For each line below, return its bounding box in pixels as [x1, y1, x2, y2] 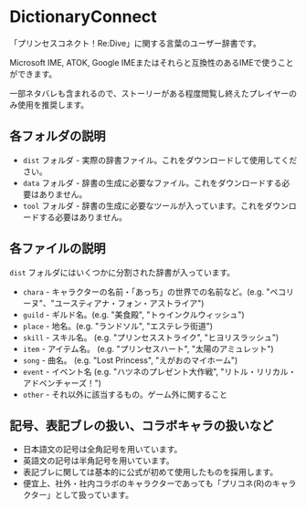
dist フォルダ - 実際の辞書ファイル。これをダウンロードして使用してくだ [22, 154, 298, 165]
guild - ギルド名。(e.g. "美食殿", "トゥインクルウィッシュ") [22, 308, 245, 320]
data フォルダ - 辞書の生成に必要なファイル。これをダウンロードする [22, 177, 282, 188]
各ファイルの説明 [9, 241, 106, 256]
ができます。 [9, 68, 58, 79]
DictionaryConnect [9, 6, 157, 27]
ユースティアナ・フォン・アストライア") [54, 297, 205, 308]
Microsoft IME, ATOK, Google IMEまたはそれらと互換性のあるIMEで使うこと [9, 57, 294, 68]
